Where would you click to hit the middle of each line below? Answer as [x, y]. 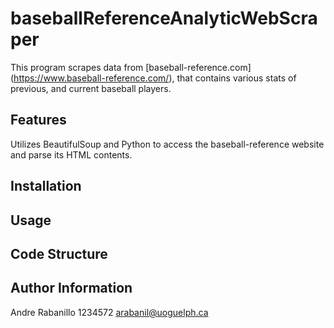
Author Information [71, 288]
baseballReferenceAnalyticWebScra [164, 18]
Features [38, 120]
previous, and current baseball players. [91, 88]
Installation [46, 186]
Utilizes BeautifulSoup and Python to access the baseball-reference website [167, 144]
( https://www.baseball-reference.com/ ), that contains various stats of [153, 78]
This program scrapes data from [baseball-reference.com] [131, 67]
